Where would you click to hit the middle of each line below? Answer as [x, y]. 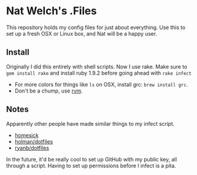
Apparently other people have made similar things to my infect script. [90, 123]
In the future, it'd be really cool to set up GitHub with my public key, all [92, 159]
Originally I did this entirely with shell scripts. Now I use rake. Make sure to [97, 66]
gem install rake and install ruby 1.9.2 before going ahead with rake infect [99, 73]
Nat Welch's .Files [51, 11]
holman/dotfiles [34, 141]
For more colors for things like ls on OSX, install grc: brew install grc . [101, 84]
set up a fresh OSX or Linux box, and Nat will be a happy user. [82, 33]
